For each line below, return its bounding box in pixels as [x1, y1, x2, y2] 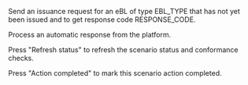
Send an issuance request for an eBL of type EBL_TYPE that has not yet [8, 7, 240, 16]
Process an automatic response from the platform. [8, 30, 172, 39]
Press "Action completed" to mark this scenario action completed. [8, 69, 222, 77]
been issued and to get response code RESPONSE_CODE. [8, 15, 196, 24]
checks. [8, 54, 34, 62]
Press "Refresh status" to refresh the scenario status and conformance [8, 45, 239, 54]
